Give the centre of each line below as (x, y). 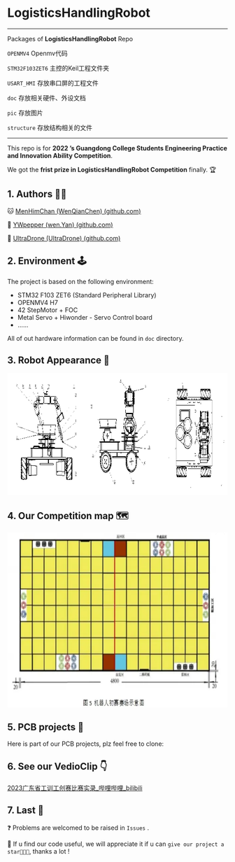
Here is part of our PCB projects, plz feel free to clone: (86, 744)
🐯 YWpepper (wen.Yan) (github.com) (60, 225)
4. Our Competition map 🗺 (68, 516)
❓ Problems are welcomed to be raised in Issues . (78, 828)
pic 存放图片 (25, 113)
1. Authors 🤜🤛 (37, 194)
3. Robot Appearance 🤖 (58, 360)
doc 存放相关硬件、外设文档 (47, 98)
